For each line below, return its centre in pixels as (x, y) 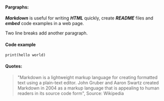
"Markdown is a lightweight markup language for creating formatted (87, 77)
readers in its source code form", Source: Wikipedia (70, 93)
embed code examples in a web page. (44, 23)
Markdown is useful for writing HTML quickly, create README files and (79, 18)
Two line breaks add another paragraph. (46, 33)
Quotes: (14, 66)
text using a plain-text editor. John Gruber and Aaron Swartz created (88, 82)
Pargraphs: (17, 7)
